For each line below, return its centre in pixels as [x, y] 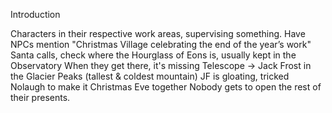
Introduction [35, 14]
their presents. [40, 97]
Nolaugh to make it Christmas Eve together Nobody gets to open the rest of [166, 87]
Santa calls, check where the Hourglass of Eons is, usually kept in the [153, 55]
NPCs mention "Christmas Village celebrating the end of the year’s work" [161, 44]
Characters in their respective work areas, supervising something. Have [158, 33]
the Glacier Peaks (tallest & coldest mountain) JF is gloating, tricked [150, 76]
